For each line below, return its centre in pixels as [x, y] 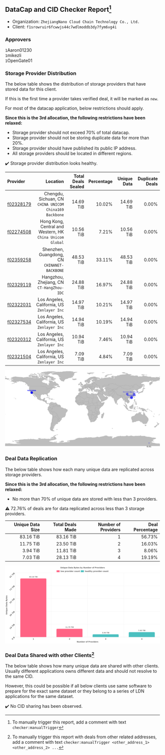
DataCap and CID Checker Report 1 [58, 9]
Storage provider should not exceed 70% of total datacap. [71, 133]
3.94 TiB [31, 550]
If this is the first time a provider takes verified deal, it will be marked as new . [82, 99]
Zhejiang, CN [51, 282]
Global [57, 243]
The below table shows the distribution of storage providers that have [76, 84]
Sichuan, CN [51, 199]
